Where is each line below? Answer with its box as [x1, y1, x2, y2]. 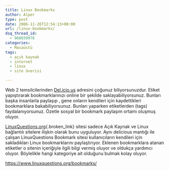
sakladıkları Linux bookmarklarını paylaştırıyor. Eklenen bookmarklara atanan [5, 140, 164, 146]
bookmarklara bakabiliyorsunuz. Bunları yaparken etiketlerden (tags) [5, 103, 148, 109]
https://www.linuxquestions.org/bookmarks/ [5, 160, 97, 166]
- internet [10, 59, 33, 64]
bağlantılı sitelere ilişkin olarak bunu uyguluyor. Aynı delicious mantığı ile [5, 129, 155, 135]
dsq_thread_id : [5, 31, 37, 36]
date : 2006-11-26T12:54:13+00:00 [5, 21, 76, 27]
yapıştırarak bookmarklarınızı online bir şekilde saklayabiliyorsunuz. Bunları [5, 92, 161, 98]
